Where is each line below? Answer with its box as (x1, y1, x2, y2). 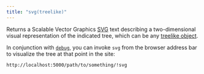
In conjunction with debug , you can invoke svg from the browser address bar (6, 44, 197, 51)
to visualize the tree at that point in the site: (6, 50, 115, 58)
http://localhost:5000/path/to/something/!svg (6, 62, 127, 68)
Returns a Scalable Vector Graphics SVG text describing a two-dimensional (6, 25, 196, 33)
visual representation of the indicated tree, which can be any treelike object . (6, 32, 198, 39)
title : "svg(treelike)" (6, 8, 67, 15)
